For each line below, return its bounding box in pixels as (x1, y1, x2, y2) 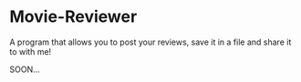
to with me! (9, 46, 52, 56)
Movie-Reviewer (9, 6, 138, 27)
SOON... (9, 64, 41, 75)
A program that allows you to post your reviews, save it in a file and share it (9, 36, 292, 47)
